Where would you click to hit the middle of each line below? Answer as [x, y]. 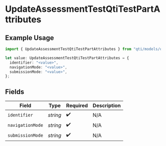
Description [107, 106]
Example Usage [30, 38]
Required [77, 106]
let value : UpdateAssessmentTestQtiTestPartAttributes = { [67, 58]
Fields [15, 91]
